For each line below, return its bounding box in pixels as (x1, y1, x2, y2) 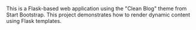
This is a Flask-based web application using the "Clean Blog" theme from (6, 5, 187, 12)
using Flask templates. (6, 18, 62, 24)
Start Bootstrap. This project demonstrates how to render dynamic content (6, 11, 191, 18)
